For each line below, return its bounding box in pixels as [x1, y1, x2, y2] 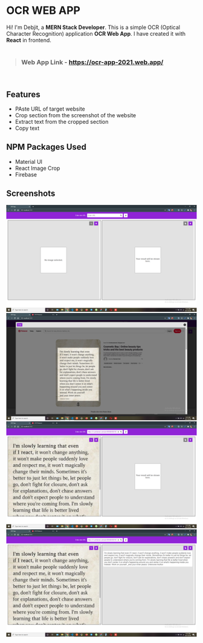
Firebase [14, 170, 37, 178]
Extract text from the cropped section [14, 118, 109, 126]
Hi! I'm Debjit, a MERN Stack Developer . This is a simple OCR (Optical [6, 24, 180, 31]
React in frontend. [6, 36, 51, 44]
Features [6, 89, 40, 100]
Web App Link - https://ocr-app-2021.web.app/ [21, 58, 164, 66]
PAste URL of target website [14, 105, 86, 112]
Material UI [14, 158, 43, 165]
